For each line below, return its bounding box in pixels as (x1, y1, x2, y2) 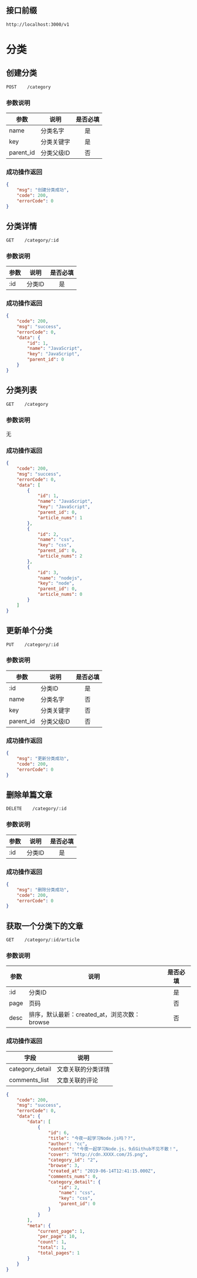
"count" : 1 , (37, 1239, 67, 1245)
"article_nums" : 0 (37, 592, 83, 598)
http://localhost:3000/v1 (6, 21, 69, 28)
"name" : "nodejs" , (37, 575, 83, 581)
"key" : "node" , (37, 580, 75, 586)
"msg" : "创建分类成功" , (16, 187, 69, 193)
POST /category (6, 84, 51, 90)
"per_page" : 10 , (37, 1234, 77, 1240)
